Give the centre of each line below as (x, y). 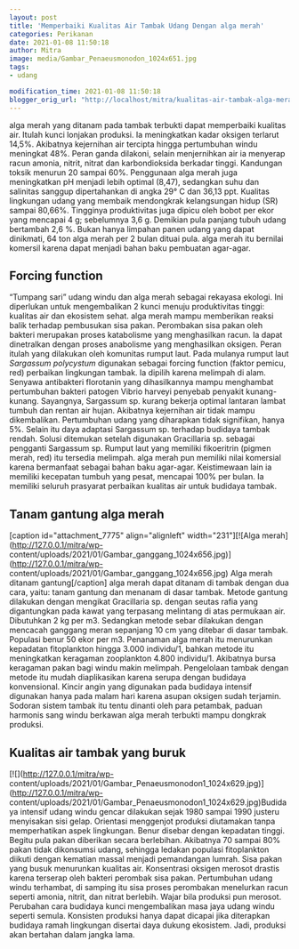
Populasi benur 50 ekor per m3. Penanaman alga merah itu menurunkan (141, 639)
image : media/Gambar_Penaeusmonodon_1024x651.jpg (103, 59)
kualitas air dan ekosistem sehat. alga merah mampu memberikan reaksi (141, 316)
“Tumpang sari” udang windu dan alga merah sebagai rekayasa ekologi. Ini (146, 297)
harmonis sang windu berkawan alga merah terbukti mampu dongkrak (138, 715)
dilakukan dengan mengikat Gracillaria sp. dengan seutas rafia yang (133, 602)
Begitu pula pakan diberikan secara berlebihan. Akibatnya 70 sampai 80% (145, 840)
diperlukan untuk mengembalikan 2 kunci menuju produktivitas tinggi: (137, 307)
